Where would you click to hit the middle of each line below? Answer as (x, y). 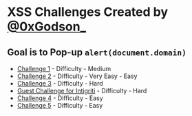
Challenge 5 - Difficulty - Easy (60, 105)
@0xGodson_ (47, 27)
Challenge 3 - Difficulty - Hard (60, 83)
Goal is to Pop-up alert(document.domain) (97, 52)
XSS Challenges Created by (88, 12)
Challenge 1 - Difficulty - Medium (64, 69)
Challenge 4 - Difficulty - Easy (60, 98)
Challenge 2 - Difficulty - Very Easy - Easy (77, 76)
